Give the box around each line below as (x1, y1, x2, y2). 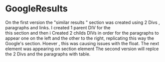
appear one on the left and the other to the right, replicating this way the (5, 35, 154, 41)
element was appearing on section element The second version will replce (5, 46, 159, 52)
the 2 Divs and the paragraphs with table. (5, 51, 91, 57)
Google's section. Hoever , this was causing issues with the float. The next (5, 40, 159, 46)
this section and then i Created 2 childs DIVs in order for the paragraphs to (5, 30, 159, 36)
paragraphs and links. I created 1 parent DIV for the (5, 24, 111, 30)
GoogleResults (5, 3, 68, 14)
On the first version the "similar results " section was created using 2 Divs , (5, 19, 160, 25)
